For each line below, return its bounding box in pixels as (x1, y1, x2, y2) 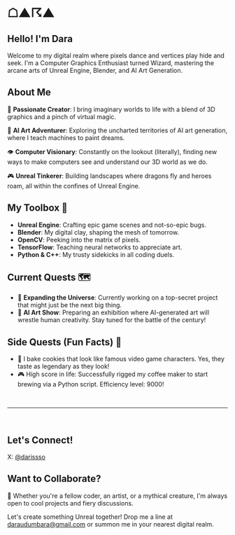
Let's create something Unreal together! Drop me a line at (7, 513, 173, 521)
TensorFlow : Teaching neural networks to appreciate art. (17, 243, 183, 251)
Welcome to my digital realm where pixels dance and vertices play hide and (7, 51, 225, 60)
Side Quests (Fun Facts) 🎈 (7, 336, 122, 348)
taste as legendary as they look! (17, 362, 110, 370)
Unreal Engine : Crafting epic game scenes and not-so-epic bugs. (17, 221, 206, 229)
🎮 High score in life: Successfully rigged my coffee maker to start (17, 370, 208, 379)
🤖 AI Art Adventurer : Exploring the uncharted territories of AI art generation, (7, 126, 228, 134)
